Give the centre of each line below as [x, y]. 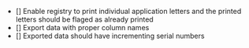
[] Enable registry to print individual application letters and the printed [128, 11]
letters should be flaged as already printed [84, 19]
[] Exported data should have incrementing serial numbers [110, 36]
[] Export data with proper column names [82, 27]
